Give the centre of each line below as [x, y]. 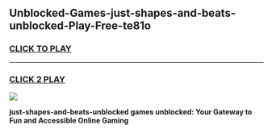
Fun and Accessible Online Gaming [69, 120]
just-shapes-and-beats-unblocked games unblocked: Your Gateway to [131, 111]
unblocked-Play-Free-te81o [80, 26]
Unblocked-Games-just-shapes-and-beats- [123, 13]
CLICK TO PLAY [40, 49]
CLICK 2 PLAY [37, 79]
